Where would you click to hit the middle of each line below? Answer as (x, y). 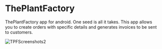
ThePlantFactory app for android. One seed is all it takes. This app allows (79, 22)
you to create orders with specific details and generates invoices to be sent (81, 27)
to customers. (19, 32)
